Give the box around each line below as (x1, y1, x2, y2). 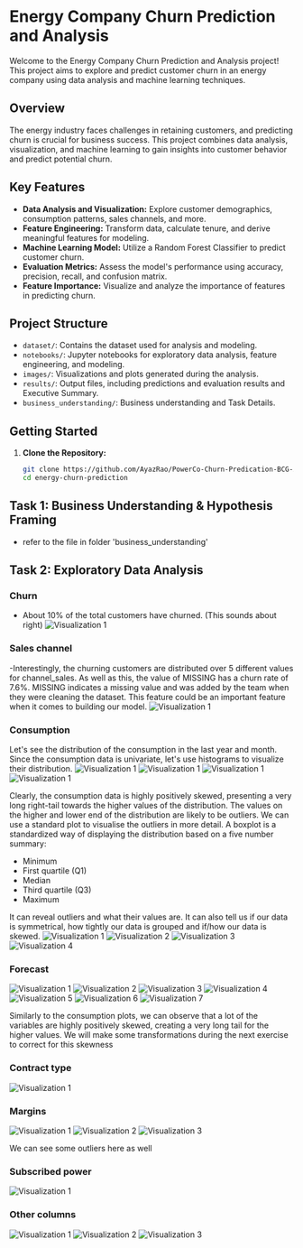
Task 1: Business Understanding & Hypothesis (9, 498, 273, 513)
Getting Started (9, 423, 98, 439)
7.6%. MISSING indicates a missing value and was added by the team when (9, 681, 289, 692)
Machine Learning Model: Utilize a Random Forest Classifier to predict (22, 242, 286, 253)
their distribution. (9, 763, 73, 774)
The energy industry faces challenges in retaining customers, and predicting (9, 125, 293, 135)
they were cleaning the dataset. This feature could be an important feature (9, 691, 286, 702)
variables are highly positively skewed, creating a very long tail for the (9, 1020, 269, 1031)
